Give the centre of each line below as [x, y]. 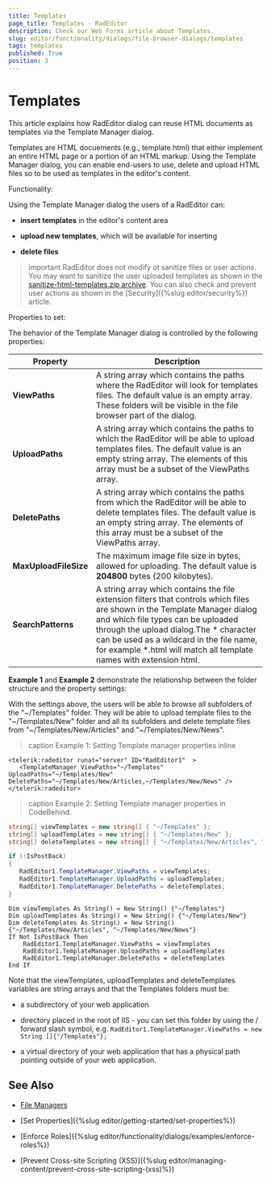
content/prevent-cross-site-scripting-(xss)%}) [97, 1169]
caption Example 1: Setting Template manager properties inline [132, 745]
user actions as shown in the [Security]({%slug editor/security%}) [138, 292]
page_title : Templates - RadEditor [68, 23]
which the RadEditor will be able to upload [175, 439]
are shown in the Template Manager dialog [177, 609]
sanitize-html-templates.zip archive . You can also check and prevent [142, 284]
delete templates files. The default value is [176, 512]
